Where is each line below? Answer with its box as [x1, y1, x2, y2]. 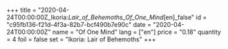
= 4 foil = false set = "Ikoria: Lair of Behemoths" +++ [6, 35, 156, 43]
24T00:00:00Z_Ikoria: [6, 13, 68, 21]
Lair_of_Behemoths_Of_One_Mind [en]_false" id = [68, 13, 207, 21]
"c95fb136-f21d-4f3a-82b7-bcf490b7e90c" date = [6, 21, 152, 28]
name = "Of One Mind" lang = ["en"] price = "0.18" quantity [52, 28, 222, 36]
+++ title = [6, 6, 37, 14]
